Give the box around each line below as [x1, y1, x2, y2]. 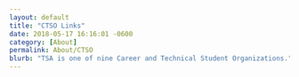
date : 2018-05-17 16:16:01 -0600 [9, 29, 133, 38]
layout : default [9, 12, 69, 22]
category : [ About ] [9, 37, 77, 47]
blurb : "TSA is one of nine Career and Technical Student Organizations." [9, 54, 293, 63]
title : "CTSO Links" [9, 21, 86, 30]
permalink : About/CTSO [9, 46, 93, 55]
